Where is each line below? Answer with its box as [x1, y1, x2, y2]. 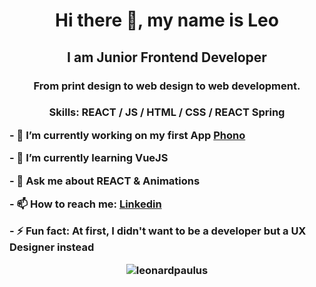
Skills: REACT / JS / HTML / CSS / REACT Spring [48, 105, 286, 119]
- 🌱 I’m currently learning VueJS [9, 151, 169, 165]
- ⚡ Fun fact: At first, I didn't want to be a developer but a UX [9, 224, 307, 238]
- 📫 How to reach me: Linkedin [9, 197, 162, 211]
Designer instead [9, 240, 95, 254]
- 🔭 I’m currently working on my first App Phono [9, 128, 246, 142]
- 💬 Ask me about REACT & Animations [9, 174, 201, 188]
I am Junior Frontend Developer [67, 49, 267, 66]
